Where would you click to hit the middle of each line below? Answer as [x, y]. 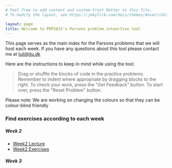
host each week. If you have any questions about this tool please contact [82, 49]
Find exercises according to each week [55, 119]
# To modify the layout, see [36, 15]
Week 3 [14, 161]
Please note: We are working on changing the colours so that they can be [83, 100]
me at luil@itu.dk [23, 54]
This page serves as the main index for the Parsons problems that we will [82, 43]
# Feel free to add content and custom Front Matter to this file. [79, 10]
